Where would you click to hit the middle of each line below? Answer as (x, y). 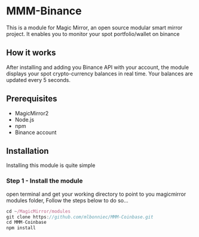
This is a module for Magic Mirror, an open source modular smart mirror (94, 28)
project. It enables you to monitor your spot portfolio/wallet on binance (93, 34)
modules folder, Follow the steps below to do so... (67, 200)
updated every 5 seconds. (38, 80)
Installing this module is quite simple (51, 165)
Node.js (25, 119)
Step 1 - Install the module (45, 181)
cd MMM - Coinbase (26, 223)
